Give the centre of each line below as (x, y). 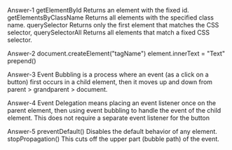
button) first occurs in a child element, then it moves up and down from (110, 82)
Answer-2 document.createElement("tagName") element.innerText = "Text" (116, 53)
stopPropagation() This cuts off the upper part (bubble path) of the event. (113, 139)
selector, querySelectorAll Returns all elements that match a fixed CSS (109, 32)
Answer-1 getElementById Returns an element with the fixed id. (98, 10)
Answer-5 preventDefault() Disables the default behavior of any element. (112, 131)
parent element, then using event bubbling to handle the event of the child (114, 110)
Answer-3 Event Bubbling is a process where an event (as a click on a (108, 74)
